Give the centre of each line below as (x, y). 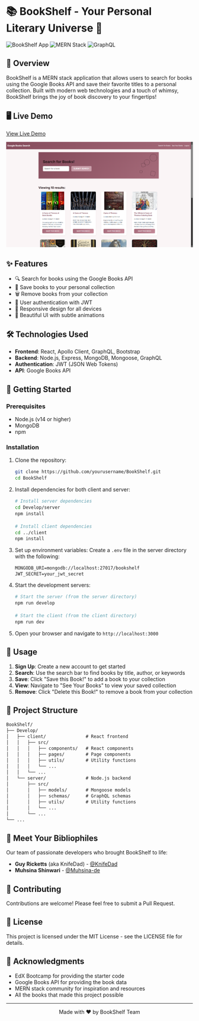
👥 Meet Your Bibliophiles (52, 838)
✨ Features (27, 264)
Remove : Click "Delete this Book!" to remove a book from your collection (104, 691)
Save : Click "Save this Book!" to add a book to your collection (90, 679)
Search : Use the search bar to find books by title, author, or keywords (100, 672)
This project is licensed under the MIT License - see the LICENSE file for (94, 936)
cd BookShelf (31, 478)
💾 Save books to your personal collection (65, 287)
